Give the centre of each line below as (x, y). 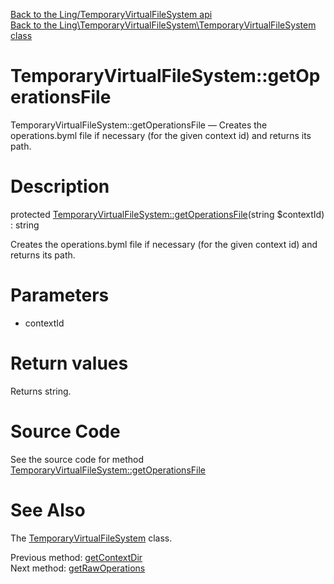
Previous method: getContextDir (76, 557)
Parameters (60, 295)
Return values (69, 363)
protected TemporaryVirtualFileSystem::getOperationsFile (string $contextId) (167, 214)
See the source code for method (77, 459)
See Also (48, 510)
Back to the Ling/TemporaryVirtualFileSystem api (111, 14)
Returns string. (41, 391)
